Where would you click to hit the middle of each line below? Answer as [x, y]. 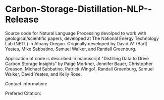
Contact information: [26, 83]
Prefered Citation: [23, 93]
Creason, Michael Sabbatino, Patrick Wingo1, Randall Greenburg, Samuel [79, 69]
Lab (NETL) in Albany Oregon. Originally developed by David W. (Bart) [76, 43]
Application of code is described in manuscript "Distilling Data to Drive [77, 58]
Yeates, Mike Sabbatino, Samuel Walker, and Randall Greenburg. [71, 49]
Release [22, 19]
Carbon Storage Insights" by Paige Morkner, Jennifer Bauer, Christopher [79, 64]
